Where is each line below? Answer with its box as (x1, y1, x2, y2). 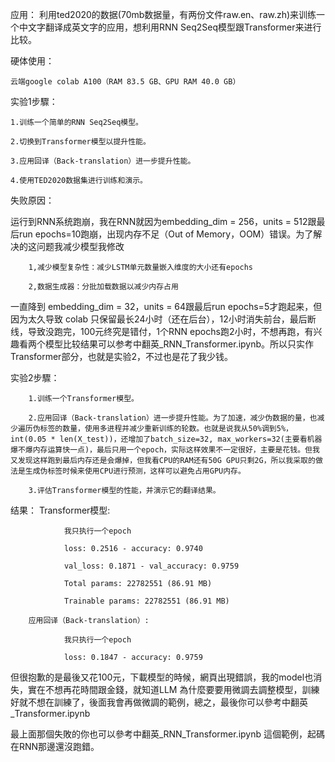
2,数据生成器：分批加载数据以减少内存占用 (28, 282, 179, 292)
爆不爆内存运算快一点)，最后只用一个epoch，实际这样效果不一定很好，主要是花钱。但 (10, 445, 313, 455)
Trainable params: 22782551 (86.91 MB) (63, 596, 230, 606)
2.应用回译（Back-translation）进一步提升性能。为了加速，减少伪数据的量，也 (28, 413, 318, 423)
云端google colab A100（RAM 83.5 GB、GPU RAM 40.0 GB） (10, 77, 241, 87)
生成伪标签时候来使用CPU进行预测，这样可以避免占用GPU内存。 (24, 466, 246, 476)
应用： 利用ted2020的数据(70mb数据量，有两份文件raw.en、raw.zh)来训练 (10, 9, 317, 20)
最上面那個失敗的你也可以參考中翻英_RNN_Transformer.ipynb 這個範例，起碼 (10, 728, 325, 740)
